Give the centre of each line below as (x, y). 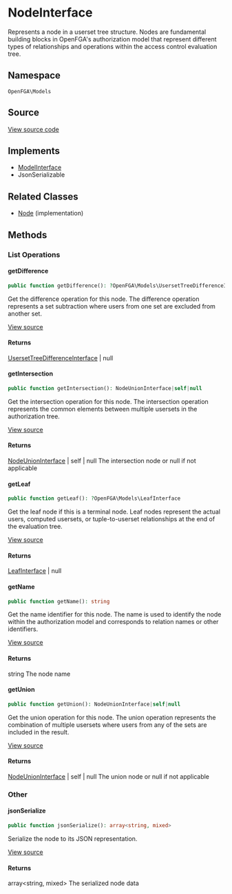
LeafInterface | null (35, 571)
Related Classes (43, 196)
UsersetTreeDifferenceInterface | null (61, 358)
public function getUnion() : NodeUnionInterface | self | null (94, 704)
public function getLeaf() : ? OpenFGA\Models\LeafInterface (94, 498)
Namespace (34, 76)
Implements (34, 151)
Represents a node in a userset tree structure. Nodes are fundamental (107, 32)
